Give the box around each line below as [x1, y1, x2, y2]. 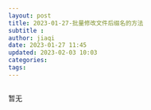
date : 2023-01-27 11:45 [8, 41, 87, 49]
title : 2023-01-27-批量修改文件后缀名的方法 [8, 19, 144, 27]
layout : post [8, 11, 52, 20]
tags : [8, 64, 26, 72]
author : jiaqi [8, 33, 56, 42]
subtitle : [8, 26, 45, 34]
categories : [8, 57, 48, 65]
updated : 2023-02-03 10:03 [8, 49, 98, 57]
